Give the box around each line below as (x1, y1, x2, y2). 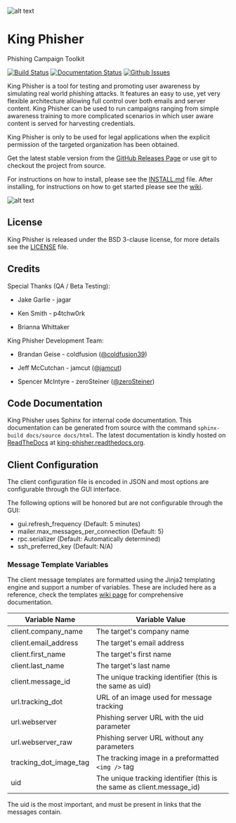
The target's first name (96, 649, 172, 659)
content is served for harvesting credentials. (7, 119, 136, 127)
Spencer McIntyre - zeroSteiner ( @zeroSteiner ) (17, 377, 155, 385)
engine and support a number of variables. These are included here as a (7, 583, 216, 592)
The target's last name (96, 661, 171, 671)
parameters (96, 742, 135, 752)
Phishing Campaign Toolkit (7, 54, 85, 63)
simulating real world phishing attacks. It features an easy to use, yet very (7, 89, 221, 98)
